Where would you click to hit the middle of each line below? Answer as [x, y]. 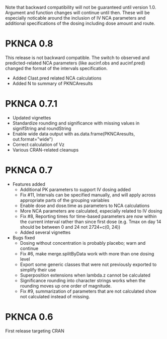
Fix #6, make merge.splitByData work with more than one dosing [87, 253]
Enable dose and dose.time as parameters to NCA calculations [85, 206]
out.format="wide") [33, 139]
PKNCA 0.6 [29, 317]
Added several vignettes [45, 232]
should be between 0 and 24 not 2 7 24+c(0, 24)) [70, 227]
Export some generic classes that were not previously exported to [88, 264]
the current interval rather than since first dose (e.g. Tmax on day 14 [91, 222]
